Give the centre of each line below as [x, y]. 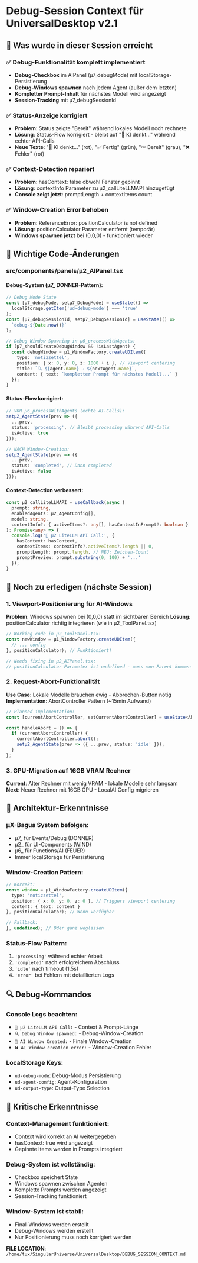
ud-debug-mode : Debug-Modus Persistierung [68, 1075]
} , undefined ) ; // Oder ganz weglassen [55, 928]
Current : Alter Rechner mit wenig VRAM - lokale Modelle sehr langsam [92, 784]
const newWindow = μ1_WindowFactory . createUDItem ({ [71, 639]
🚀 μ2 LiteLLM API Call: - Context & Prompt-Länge [76, 1027]
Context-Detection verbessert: [45, 490]
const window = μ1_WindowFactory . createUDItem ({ [67, 890]
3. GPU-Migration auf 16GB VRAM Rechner [68, 770]
